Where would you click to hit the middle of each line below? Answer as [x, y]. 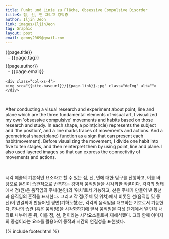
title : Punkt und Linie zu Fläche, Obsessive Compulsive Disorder [76, 10]
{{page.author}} [22, 66]
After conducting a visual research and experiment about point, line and [80, 109]
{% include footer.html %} [32, 231]
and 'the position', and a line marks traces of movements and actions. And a [84, 130]
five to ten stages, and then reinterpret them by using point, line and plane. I [84, 146]
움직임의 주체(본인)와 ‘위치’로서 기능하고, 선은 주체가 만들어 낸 [92, 190]
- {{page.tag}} [23, 58]
